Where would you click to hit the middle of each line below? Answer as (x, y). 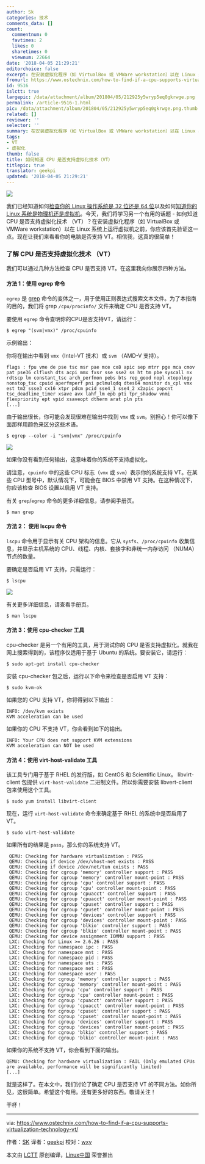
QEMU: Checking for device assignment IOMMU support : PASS (87, 937)
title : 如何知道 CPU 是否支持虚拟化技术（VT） (59, 159)
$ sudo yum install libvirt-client (52, 801)
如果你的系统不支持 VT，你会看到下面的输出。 (64, 1050)
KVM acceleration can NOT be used (50, 745)
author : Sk (20, 12)
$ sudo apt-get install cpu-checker (53, 664)
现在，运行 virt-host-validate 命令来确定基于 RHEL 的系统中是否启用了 (97, 814)
